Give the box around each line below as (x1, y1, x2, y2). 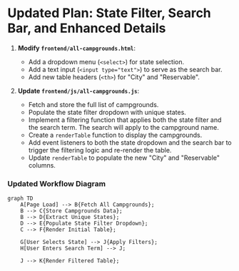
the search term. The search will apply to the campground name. (28, 123, 219, 131)
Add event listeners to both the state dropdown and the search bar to (28, 138, 232, 147)
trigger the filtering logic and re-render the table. (28, 145, 172, 154)
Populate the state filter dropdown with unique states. (28, 108, 187, 116)
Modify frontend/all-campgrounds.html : (17, 44, 136, 52)
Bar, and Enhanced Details (7, 20, 166, 36)
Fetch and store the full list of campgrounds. (28, 100, 159, 108)
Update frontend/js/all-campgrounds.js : (17, 86, 140, 95)
